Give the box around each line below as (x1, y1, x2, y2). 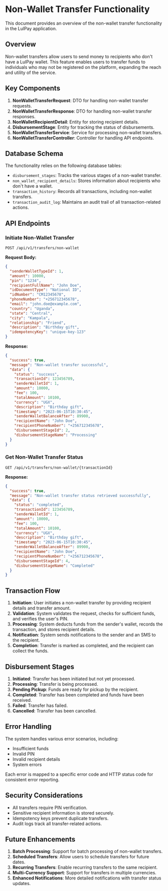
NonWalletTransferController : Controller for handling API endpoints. (12, 135, 154, 141)
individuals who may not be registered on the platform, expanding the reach (5, 64, 161, 70)
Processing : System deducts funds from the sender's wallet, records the (12, 621, 163, 627)
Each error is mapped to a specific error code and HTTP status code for (5, 771, 153, 777)
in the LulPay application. (5, 25, 57, 31)
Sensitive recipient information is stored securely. (12, 810, 114, 816)
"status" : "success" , (14, 372, 59, 377)
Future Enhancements (5, 835, 76, 843)
